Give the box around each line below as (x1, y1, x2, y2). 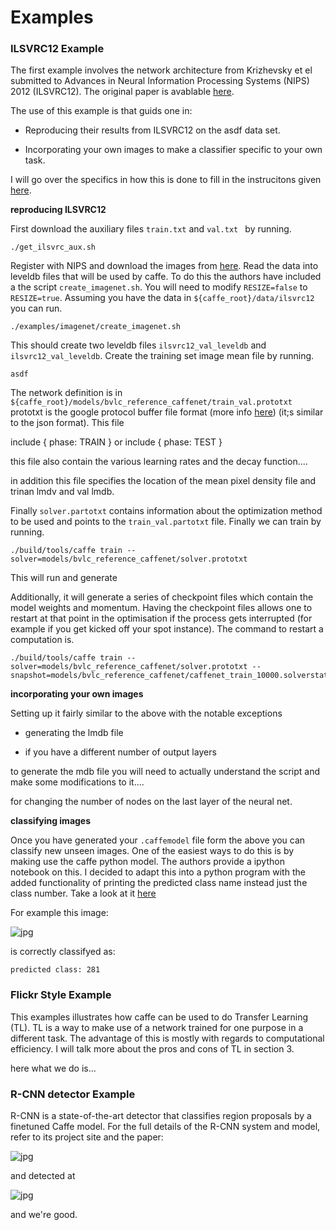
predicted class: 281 (10, 965, 101, 975)
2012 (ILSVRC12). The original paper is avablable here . (10, 86, 235, 98)
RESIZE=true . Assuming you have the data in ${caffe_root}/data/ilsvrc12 (10, 292, 315, 304)
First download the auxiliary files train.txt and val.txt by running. (10, 223, 292, 235)
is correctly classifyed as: (10, 946, 116, 958)
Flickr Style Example (10, 988, 112, 1002)
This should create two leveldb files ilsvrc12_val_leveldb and (10, 339, 267, 351)
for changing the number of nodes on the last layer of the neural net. (10, 796, 293, 808)
